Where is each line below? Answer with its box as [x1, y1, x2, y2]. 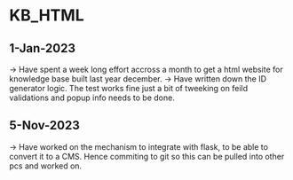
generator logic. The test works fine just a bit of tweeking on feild [9, 83, 249, 93]
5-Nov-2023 [9, 118, 80, 133]
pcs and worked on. [9, 160, 83, 171]
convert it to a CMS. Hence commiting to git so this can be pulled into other [9, 151, 285, 161]
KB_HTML [9, 5, 84, 26]
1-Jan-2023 [9, 41, 76, 56]
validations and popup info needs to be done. [9, 92, 175, 103]
